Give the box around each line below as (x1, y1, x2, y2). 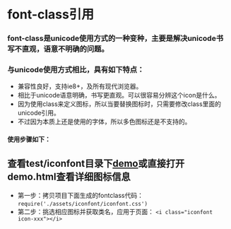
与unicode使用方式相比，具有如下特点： (7, 65, 145, 75)
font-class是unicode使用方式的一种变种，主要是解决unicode (7, 33, 217, 43)
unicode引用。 (17, 109, 60, 117)
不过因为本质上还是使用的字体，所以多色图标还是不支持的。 (17, 117, 191, 126)
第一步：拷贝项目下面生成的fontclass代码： (17, 191, 143, 199)
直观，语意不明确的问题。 (21, 44, 109, 54)
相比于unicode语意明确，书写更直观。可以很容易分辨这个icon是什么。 (17, 91, 221, 100)
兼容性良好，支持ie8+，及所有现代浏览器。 (17, 82, 143, 90)
